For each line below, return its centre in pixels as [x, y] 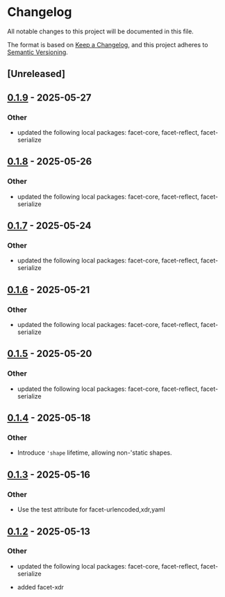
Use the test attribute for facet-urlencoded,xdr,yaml [91, 510]
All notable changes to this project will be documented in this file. [101, 31]
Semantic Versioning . [37, 52]
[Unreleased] [36, 74]
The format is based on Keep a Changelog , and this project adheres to [108, 44]
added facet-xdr [41, 587]
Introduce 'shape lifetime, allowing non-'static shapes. [94, 453]
